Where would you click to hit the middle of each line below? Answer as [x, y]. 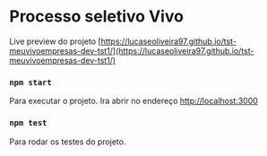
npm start [30, 82]
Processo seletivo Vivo [96, 17]
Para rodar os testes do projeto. [68, 142]
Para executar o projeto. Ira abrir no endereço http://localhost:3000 [133, 101]
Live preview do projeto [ [55, 41]
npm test [28, 123]
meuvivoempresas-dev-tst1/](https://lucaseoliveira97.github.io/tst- [132, 50]
